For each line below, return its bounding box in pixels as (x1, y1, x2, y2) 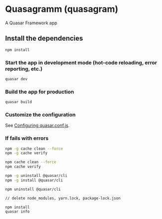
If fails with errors (5, 135, 49, 142)
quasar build (5, 100, 32, 105)
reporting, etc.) (5, 65, 43, 72)
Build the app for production (5, 88, 74, 95)
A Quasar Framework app (5, 20, 57, 26)
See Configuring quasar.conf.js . (5, 122, 70, 128)
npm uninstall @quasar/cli (5, 187, 61, 192)
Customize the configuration (5, 111, 76, 118)
